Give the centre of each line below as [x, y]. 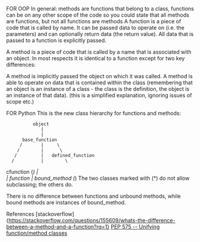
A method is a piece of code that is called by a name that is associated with [99, 52]
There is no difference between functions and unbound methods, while [93, 196]
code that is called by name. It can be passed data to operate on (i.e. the [96, 27]
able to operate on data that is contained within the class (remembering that [99, 82]
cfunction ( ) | [22, 172]
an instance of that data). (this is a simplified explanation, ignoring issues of [99, 95]
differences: [21, 65]
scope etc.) [20, 102]
